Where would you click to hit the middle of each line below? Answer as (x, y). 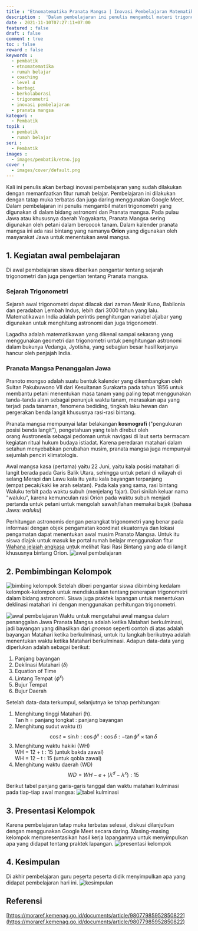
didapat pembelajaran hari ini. (42, 882)
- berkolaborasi (31, 94)
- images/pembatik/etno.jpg (46, 160)
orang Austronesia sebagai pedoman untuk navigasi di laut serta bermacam (98, 436)
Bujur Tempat (31, 684)
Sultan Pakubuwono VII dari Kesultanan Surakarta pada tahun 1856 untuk (95, 387)
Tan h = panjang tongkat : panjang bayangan (69, 720)
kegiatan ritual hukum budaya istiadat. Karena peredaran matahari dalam (94, 443)
